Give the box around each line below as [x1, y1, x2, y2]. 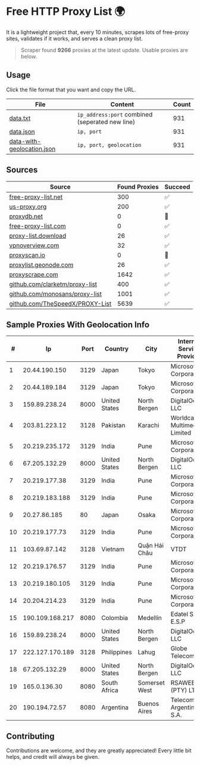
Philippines [101, 648, 132, 657]
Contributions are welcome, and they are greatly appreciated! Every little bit [6, 747, 192, 754]
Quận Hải [137, 542, 164, 550]
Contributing [6, 731, 55, 741]
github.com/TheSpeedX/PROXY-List [9, 299, 112, 307]
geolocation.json [9, 144, 56, 153]
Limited [170, 429, 192, 437]
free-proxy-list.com [9, 222, 67, 230]
